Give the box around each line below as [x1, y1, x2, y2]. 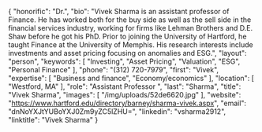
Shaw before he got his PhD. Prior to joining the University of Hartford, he [8, 31, 247, 41]
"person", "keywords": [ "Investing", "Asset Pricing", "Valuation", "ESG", [8, 57, 241, 66]
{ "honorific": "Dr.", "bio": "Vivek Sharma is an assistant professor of [8, 7, 230, 16]
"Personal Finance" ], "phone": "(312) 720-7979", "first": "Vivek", [8, 65, 219, 74]
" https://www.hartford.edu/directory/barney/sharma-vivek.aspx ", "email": [8, 98, 247, 108]
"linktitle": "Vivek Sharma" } [8, 115, 99, 124]
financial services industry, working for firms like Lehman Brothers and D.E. [8, 24, 253, 32]
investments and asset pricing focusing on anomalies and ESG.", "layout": [8, 49, 247, 57]
